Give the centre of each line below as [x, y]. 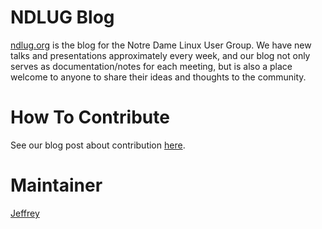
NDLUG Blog [62, 17]
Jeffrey [25, 213]
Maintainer [56, 185]
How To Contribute [90, 117]
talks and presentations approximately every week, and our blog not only [160, 55]
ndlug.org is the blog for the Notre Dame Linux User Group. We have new [161, 45]
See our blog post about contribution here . [98, 145]
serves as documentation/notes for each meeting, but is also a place [151, 66]
